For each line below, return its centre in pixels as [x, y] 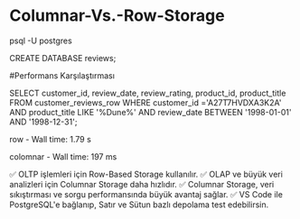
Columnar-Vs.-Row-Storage [117, 16]
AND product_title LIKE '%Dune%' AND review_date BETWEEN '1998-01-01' [150, 112]
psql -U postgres [41, 41]
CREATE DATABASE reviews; [63, 58]
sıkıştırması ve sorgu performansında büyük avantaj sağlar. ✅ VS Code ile [146, 194]
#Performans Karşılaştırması [62, 75]
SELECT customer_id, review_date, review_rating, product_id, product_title [148, 93]
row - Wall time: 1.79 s [51, 139]
